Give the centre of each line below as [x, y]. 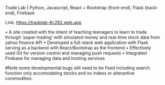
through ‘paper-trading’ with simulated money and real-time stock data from [83, 37]
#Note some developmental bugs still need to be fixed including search [78, 68]
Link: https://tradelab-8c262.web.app [43, 22]
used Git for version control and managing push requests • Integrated [76, 53]
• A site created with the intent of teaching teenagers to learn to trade [76, 32]
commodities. [19, 78]
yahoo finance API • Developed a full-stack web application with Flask [77, 42]
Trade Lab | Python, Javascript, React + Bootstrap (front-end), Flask [75, 8]
